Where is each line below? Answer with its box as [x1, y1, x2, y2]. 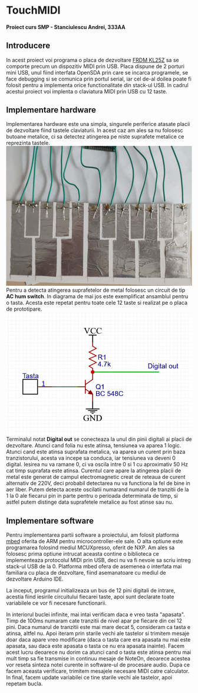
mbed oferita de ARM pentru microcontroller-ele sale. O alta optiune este [6, 538, 183, 545]
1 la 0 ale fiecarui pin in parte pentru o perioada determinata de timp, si [6, 492, 178, 499]
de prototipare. [6, 305, 42, 312]
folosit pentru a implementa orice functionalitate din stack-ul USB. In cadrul [6, 81, 189, 89]
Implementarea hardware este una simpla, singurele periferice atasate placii [6, 121, 190, 128]
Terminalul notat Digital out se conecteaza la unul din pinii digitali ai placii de [6, 436, 192, 443]
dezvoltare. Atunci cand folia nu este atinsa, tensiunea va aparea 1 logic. [6, 442, 181, 449]
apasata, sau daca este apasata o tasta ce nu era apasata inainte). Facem [6, 643, 184, 650]
